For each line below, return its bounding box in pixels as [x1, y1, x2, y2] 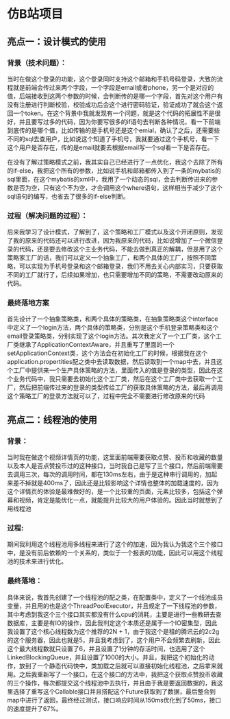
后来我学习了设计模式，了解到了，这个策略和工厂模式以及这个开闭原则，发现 [7, 228, 223, 236]
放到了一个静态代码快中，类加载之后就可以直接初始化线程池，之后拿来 [18, 661, 217, 670]
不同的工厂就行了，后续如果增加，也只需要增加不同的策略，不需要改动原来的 [7, 271, 223, 279]
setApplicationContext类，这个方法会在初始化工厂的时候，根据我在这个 [7, 349, 208, 357]
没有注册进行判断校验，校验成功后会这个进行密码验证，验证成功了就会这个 [7, 100, 217, 108]
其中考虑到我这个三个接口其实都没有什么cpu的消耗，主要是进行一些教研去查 [7, 610, 222, 618]
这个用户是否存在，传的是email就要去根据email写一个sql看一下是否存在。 [7, 143, 214, 151]
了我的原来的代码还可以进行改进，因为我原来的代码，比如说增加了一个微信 [7, 236, 217, 245]
